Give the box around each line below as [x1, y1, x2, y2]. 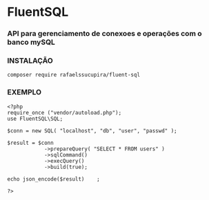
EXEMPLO [7, 88, 42, 97]
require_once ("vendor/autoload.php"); [7, 109, 122, 116]
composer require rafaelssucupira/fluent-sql [7, 72, 140, 79]
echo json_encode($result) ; [7, 175, 100, 183]
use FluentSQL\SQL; [7, 115, 63, 122]
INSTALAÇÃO [7, 56, 53, 66]
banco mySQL [7, 37, 55, 47]
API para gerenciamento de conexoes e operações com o [7, 29, 202, 39]
